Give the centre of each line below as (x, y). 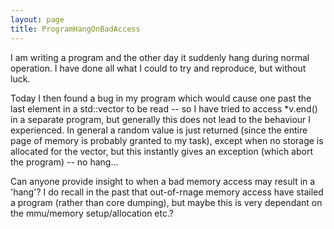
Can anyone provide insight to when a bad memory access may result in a (163, 181)
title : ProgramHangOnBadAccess (75, 29)
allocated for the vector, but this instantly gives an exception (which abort (162, 151)
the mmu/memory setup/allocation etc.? (92, 213)
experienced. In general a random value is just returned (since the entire (159, 130)
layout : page (37, 19)
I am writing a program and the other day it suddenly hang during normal (160, 57)
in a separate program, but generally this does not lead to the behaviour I (161, 119)
